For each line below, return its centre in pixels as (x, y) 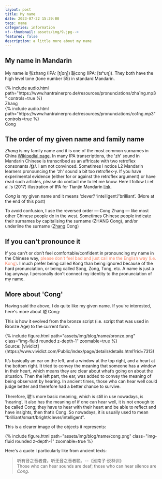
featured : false (21, 37)
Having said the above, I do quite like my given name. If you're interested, (78, 306)
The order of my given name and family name (74, 139)
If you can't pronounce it (43, 241)
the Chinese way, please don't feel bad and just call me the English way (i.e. (81, 258)
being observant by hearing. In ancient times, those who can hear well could (81, 381)
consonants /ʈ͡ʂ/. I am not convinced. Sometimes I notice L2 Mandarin (74, 166)
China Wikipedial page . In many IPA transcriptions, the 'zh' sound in (73, 156)
